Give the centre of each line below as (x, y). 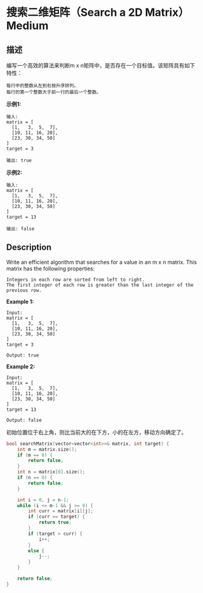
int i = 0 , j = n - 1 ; (43, 500)
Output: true (23, 355)
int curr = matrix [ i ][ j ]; (61, 511)
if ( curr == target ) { (57, 517)
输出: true (19, 160)
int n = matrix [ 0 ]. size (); (51, 472)
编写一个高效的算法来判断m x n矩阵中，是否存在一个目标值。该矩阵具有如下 (101, 65)
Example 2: (21, 366)
